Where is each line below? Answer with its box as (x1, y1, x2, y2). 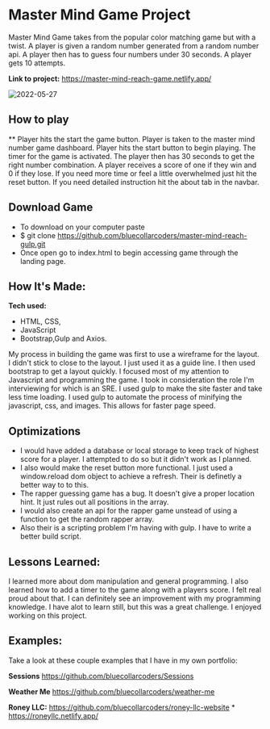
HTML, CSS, (19, 316, 61, 326)
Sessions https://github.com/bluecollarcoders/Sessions (8, 671, 194, 681)
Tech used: (8, 301, 47, 311)
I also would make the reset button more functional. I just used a (19, 463, 234, 473)
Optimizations (8, 424, 81, 438)
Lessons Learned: (8, 555, 101, 568)
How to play (8, 113, 69, 127)
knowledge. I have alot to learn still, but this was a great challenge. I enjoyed (8, 602, 262, 611)
